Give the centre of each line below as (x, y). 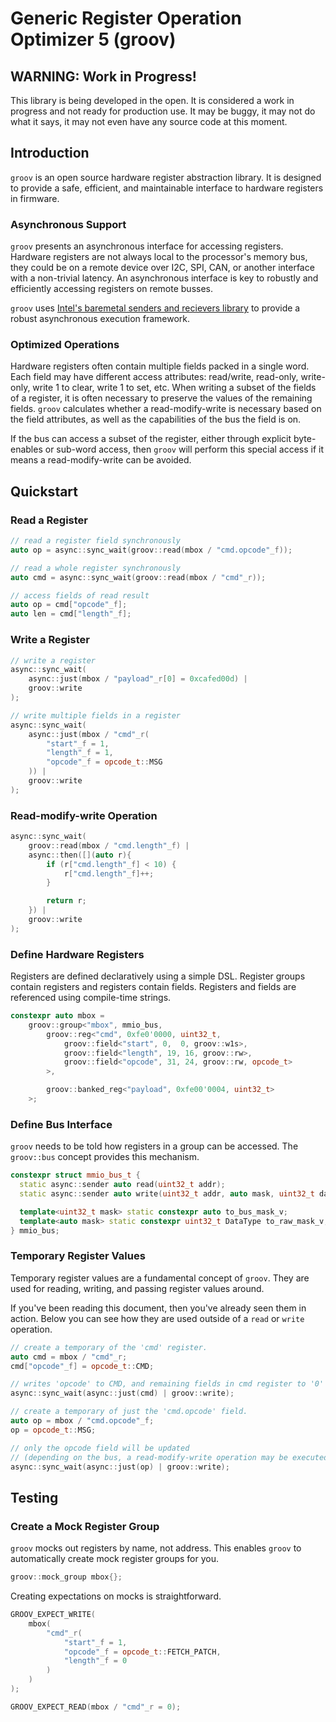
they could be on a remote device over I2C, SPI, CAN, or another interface (162, 268)
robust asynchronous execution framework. (100, 319)
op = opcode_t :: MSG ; (53, 1430)
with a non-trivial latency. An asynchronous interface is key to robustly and (164, 278)
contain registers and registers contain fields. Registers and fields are (153, 987)
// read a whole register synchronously (96, 568)
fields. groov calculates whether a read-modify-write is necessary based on (166, 409)
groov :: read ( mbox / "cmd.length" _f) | (109, 845)
